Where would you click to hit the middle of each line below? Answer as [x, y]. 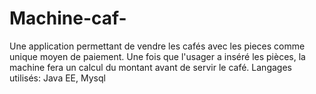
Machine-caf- [68, 18]
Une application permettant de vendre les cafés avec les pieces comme [157, 46]
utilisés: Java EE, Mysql [57, 78]
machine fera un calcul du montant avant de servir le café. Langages [150, 67]
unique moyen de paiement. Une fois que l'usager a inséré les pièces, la [157, 56]
